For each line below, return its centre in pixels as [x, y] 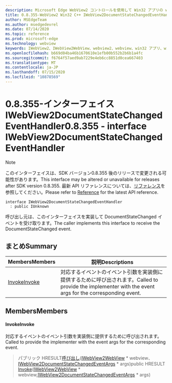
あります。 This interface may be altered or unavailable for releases [89, 179]
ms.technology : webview [31, 44]
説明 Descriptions [112, 262]
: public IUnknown [30, 206]
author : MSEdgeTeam [26, 20]
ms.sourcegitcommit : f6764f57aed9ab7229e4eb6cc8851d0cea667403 [74, 58]
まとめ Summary [31, 247]
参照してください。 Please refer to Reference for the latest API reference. [82, 192]
